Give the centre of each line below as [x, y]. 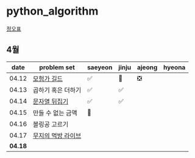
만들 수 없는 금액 [55, 112]
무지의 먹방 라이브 [57, 136]
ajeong [147, 67]
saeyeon [100, 67]
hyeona [175, 67]
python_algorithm [52, 11]
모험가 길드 [48, 78]
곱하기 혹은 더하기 [57, 90]
